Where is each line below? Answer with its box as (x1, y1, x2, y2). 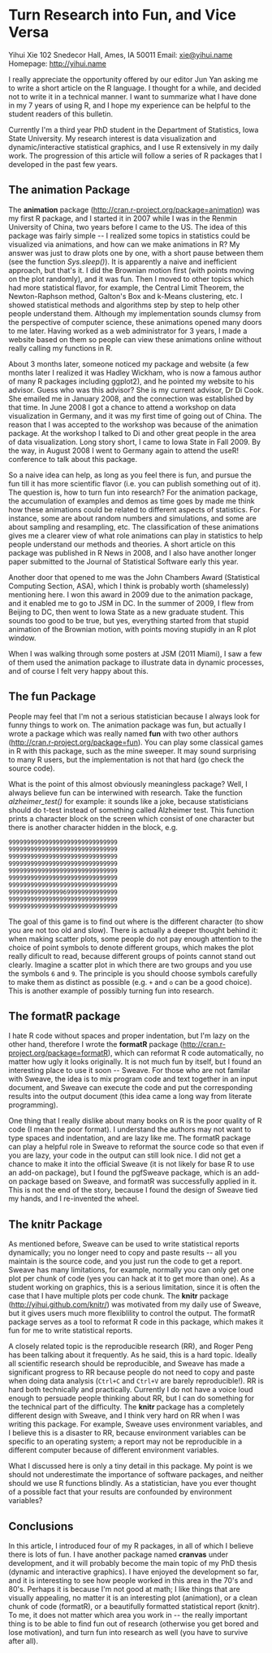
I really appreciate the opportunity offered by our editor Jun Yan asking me (8, 74, 258, 84)
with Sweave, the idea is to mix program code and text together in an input (8, 1074, 258, 1084)
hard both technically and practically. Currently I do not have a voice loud (8, 1385, 253, 1395)
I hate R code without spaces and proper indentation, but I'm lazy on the (8, 1031, 250, 1040)
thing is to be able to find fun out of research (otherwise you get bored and (8, 1619, 259, 1629)
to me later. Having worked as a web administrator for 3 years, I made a (8, 326, 248, 336)
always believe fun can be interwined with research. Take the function (8, 788, 243, 798)
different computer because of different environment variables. (8, 1445, 219, 1455)
